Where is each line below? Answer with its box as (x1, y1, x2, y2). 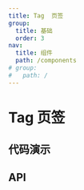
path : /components (15, 57, 78, 65)
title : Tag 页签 (8, 11, 64, 20)
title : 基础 (15, 26, 54, 34)
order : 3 (15, 34, 45, 42)
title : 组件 (15, 49, 54, 57)
